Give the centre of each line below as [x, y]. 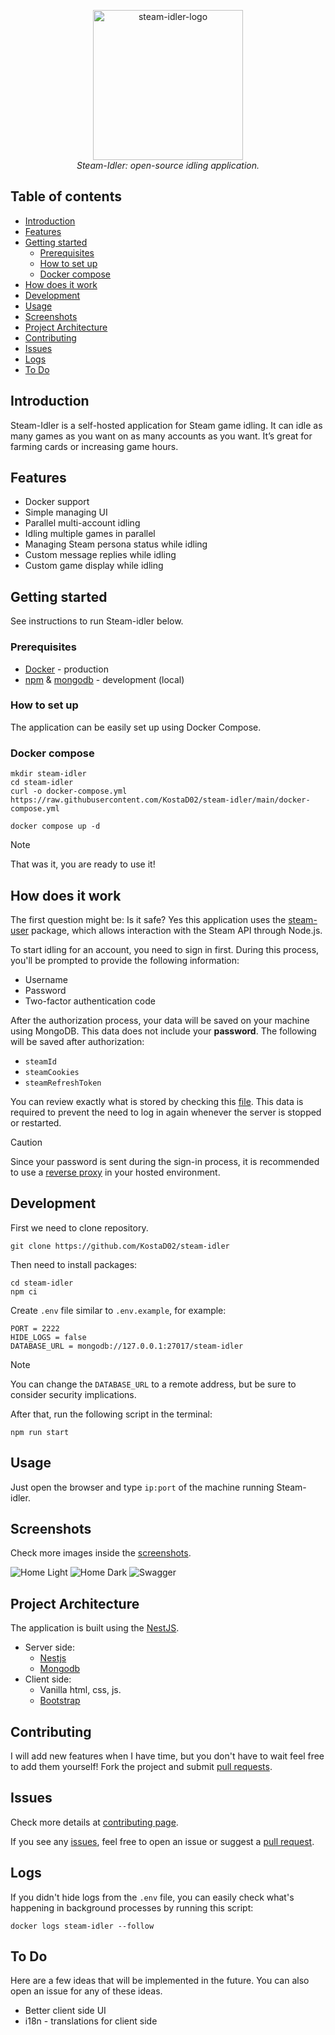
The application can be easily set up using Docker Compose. [136, 727]
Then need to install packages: [74, 1264]
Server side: [49, 1647]
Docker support [57, 502]
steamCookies [52, 1072]
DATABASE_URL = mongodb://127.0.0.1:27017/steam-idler [127, 1346]
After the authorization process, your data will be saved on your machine [160, 1020]
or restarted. [36, 1122]
